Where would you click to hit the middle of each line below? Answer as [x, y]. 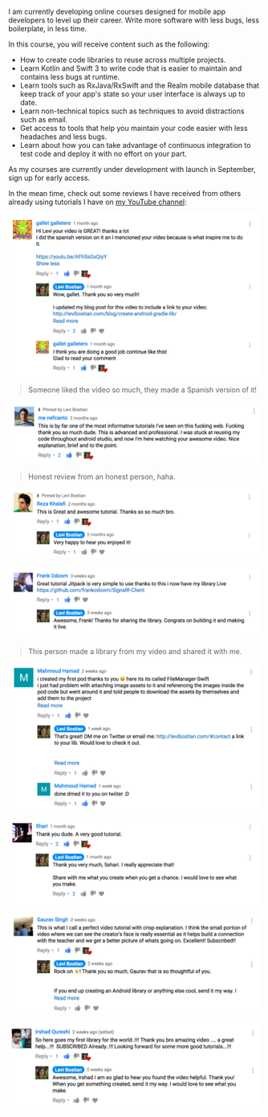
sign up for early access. [49, 178]
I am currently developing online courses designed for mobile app [117, 12]
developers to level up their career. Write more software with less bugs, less [134, 20]
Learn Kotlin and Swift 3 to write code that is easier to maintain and [131, 68]
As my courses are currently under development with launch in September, [132, 169]
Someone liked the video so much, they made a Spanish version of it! [142, 390]
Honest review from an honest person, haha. [102, 477]
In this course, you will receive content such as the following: [109, 44]
